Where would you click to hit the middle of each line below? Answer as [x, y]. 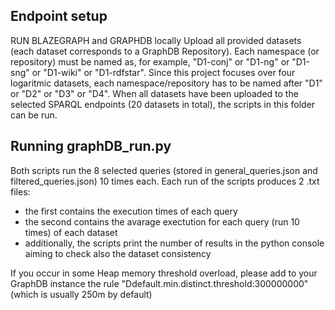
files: [20, 191]
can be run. [34, 115]
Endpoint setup [59, 16]
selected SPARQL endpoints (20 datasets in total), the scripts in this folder [163, 104]
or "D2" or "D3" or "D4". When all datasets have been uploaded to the [154, 93]
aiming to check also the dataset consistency [118, 253]
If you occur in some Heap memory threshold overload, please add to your [164, 273]
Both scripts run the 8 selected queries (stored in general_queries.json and [164, 170]
